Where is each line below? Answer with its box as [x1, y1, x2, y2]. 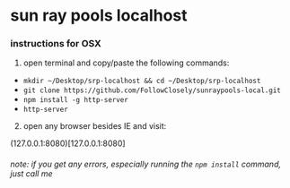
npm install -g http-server [22, 96, 128, 105]
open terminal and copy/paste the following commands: [22, 57, 230, 68]
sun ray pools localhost [10, 5, 188, 26]
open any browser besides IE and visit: [22, 121, 167, 132]
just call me [10, 168, 53, 179]
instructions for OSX [10, 38, 101, 50]
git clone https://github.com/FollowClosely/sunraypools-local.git [22, 86, 281, 95]
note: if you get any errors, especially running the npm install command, [10, 158, 282, 170]
